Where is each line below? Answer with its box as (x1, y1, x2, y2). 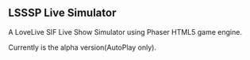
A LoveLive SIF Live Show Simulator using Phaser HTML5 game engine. (8, 27, 242, 36)
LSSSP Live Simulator (8, 6, 117, 20)
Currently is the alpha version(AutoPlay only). (8, 43, 157, 52)
